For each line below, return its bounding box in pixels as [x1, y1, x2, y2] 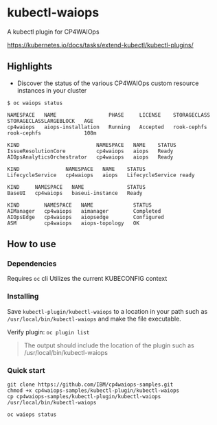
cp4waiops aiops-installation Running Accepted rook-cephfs [7, 124, 207, 130]
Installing [7, 292, 39, 301]
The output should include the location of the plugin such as [23, 341, 194, 349]
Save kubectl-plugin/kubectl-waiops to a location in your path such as [7, 307, 208, 315]
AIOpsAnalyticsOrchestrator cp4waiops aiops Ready [7, 153, 174, 161]
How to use [7, 238, 56, 250]
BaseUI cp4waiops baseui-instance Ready [7, 189, 143, 196]
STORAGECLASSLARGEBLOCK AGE [7, 117, 94, 124]
